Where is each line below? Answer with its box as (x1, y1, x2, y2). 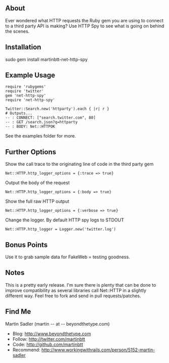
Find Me (5, 307, 31, 316)
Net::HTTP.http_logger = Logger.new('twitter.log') (5, 227, 116, 232)
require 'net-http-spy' (5, 98, 55, 103)
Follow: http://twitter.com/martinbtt (12, 336, 85, 342)
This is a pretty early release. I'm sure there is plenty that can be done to (5, 282, 156, 288)
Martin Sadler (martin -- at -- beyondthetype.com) (5, 321, 110, 327)
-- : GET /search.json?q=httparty (5, 120, 78, 125)
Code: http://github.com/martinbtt (12, 341, 83, 347)
